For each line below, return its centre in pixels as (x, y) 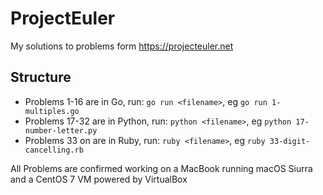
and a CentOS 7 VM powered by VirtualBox (99, 179)
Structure (41, 77)
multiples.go (52, 111)
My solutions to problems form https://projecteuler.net (122, 46)
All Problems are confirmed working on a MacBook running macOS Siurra (161, 168)
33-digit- (290, 141)
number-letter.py (61, 130)
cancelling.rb (54, 150)
